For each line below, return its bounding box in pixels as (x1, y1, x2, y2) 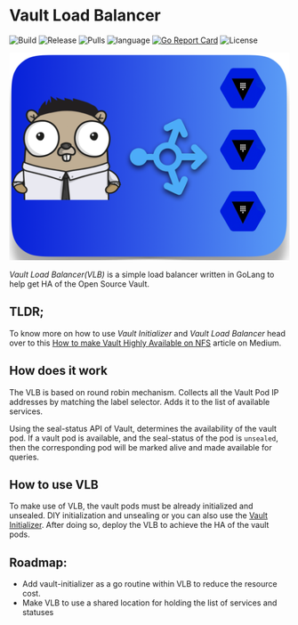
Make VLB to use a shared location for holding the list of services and (21, 597, 278, 608)
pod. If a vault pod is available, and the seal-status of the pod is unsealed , (9, 433, 278, 443)
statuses (21, 607, 54, 618)
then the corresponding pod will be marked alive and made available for (9, 442, 273, 452)
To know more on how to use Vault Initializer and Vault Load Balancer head (9, 328, 286, 338)
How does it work (9, 363, 109, 378)
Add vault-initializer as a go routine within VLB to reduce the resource (21, 579, 278, 589)
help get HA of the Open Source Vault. (9, 279, 149, 289)
